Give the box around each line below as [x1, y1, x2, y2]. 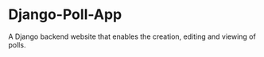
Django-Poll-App [8, 6, 122, 24]
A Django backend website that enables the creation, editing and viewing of [8, 32, 256, 41]
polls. [8, 40, 26, 49]
